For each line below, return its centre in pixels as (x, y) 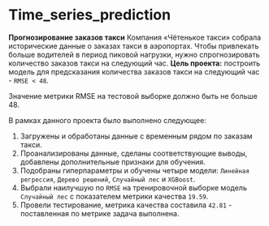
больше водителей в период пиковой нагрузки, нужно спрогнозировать (134, 54)
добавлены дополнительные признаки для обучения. (113, 162)
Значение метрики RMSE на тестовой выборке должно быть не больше (133, 96)
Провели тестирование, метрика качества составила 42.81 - (126, 205)
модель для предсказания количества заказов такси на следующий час (134, 71)
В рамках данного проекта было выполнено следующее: (108, 120)
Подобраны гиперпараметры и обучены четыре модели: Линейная (135, 170)
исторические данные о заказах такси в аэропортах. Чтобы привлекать (134, 45)
